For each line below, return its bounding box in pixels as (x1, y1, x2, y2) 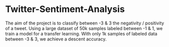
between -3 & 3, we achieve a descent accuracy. (5, 36, 107, 42)
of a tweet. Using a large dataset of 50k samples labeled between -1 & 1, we (5, 25, 163, 31)
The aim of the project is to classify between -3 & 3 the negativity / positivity (5, 20, 164, 26)
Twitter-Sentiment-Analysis (5, 3, 125, 15)
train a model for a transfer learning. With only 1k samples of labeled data (5, 30, 157, 36)
